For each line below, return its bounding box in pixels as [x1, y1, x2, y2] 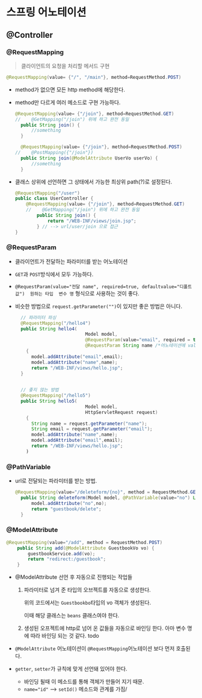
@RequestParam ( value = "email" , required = [85, 337, 191, 343]
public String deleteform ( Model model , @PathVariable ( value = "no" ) [20, 495, 191, 501]
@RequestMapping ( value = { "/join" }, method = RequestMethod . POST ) [20, 144, 182, 150]
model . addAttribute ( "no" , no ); [31, 500, 107, 506]
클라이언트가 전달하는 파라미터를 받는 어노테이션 [14, 258, 128, 265]
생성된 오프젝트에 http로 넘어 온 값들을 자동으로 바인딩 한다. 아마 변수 [23, 625, 186, 632]
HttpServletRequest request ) [85, 409, 158, 415]
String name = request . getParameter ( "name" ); [31, 421, 147, 427]
